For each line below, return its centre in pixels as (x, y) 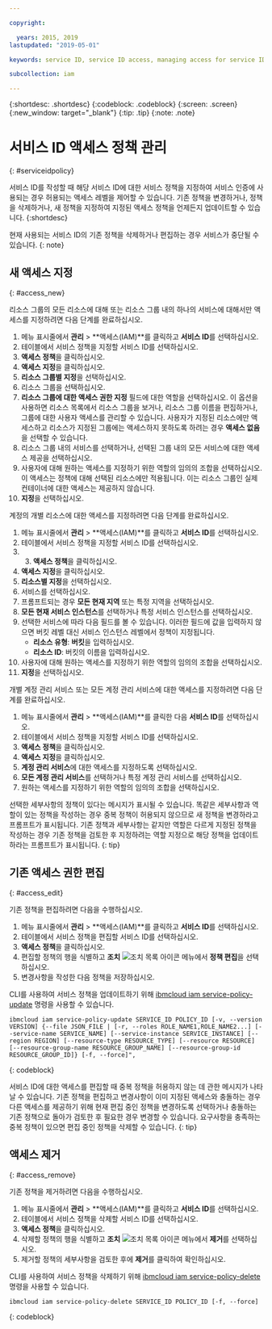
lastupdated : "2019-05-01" (54, 45)
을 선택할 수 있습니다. (54, 438)
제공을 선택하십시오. (61, 458)
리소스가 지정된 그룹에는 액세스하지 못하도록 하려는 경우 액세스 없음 (155, 427)
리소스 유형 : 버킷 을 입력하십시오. (84, 642)
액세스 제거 (35, 1155)
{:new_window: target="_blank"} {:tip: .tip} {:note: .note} (103, 113)
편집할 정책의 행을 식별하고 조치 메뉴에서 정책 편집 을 (132, 957)
